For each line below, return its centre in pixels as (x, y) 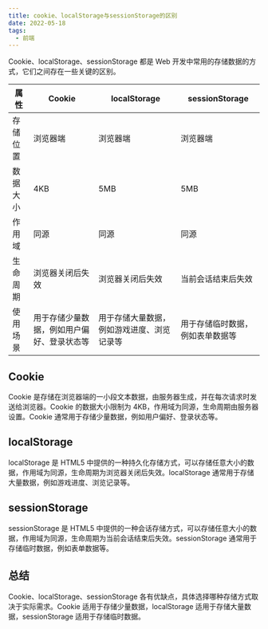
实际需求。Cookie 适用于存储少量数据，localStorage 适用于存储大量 (133, 606)
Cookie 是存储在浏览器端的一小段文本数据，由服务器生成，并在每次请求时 (129, 397)
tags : (17, 30)
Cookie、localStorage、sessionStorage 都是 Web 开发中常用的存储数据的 (129, 61)
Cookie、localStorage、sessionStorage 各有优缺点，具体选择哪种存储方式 (130, 596)
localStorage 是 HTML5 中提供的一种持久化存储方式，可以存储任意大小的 (128, 462)
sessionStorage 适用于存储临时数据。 (84, 616)
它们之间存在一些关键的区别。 (71, 72)
